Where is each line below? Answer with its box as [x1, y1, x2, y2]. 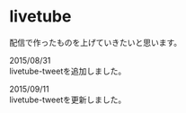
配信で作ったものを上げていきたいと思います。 [9, 37, 182, 48]
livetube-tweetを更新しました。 [9, 94, 127, 105]
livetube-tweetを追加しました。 [9, 65, 127, 76]
